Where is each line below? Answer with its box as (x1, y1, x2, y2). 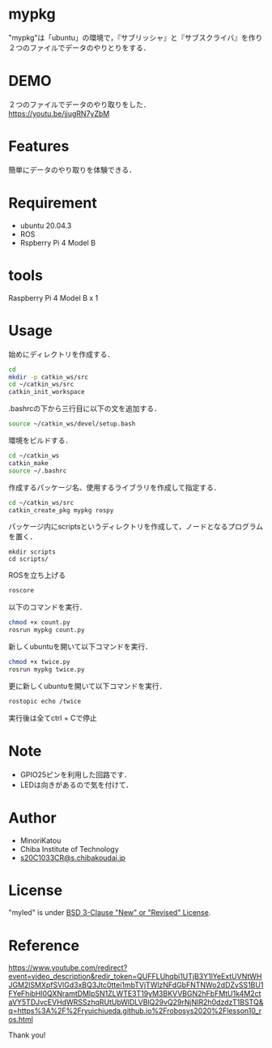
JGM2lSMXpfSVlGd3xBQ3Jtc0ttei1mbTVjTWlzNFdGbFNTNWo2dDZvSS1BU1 (8, 980, 264, 990)
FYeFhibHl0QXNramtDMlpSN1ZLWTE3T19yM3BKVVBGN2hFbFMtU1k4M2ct (8, 989, 261, 999)
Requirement (8, 194, 97, 212)
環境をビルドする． (8, 435, 73, 445)
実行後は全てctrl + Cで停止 (8, 712, 97, 722)
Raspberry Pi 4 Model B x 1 (8, 293, 99, 302)
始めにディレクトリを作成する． (8, 349, 115, 359)
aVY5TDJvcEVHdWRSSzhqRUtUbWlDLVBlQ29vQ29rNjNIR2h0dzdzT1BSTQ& (8, 998, 264, 1007)
